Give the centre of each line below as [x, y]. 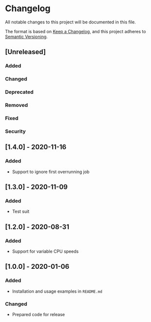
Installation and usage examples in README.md [57, 291]
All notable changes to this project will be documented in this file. [71, 22]
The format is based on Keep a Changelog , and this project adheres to [75, 31]
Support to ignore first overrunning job [51, 172]
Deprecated [19, 92]
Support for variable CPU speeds [45, 251]
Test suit [21, 211]
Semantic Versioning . [26, 37]
